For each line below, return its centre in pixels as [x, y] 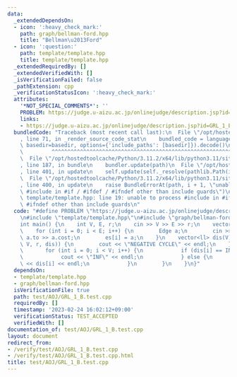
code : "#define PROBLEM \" [53, 211]
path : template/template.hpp [63, 54]
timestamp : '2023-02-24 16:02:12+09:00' [74, 310]
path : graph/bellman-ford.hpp [65, 34]
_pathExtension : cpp [44, 86]
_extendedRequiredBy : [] [50, 66]
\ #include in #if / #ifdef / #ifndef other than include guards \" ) [123, 192]
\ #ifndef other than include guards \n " [80, 205]
